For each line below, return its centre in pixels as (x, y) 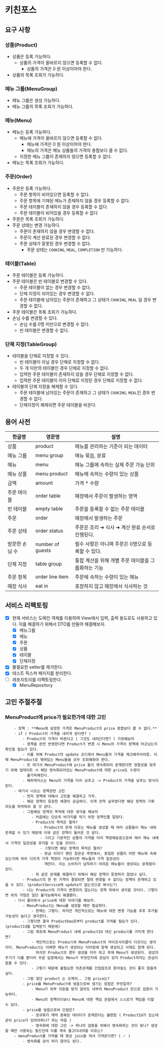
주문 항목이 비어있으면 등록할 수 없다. (55, 194)
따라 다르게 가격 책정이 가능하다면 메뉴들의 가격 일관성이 (70, 859)
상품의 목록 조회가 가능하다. (38, 75)
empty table (49, 509)
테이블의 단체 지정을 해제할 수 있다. (45, 387)
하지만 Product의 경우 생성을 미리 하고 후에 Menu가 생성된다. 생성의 (97, 953)
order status (49, 531)
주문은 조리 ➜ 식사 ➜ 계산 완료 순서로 (115, 527)
